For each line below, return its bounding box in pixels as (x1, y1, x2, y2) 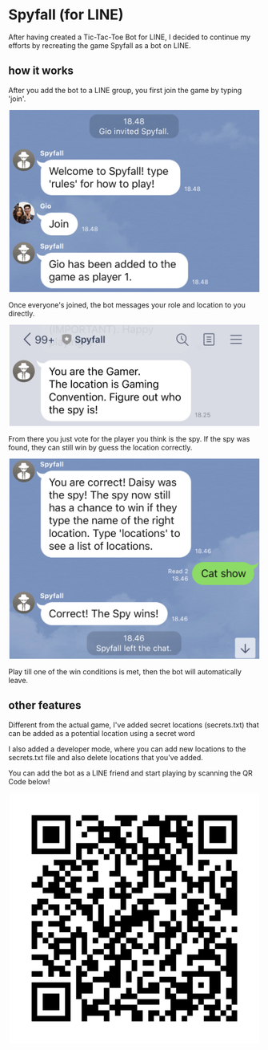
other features (8, 698, 82, 712)
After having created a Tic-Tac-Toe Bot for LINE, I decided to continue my (8, 32, 250, 42)
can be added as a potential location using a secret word (8, 728, 196, 738)
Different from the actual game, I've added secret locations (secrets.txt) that (8, 720, 260, 730)
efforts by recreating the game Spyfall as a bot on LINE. (8, 40, 191, 50)
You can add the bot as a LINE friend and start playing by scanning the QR (8, 768, 254, 778)
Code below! (8, 776, 50, 786)
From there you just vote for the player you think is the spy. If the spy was (8, 434, 250, 444)
